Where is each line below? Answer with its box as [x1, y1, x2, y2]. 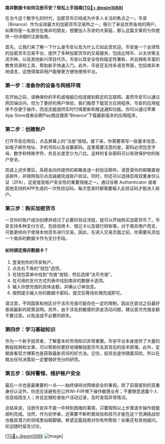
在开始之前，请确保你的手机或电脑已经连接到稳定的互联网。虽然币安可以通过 [5, 94, 160, 100]
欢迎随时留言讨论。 [5, 423, 44, 429]
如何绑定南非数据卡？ [5, 247, 48, 253]
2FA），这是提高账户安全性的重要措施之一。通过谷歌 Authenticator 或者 [13, 179, 157, 185]
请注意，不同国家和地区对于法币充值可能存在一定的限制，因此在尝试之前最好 [5, 300, 160, 306]
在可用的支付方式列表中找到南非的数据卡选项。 [12, 278, 107, 284]
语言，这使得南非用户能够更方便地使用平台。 [9, 69, 100, 74]
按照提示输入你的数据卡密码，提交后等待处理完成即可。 [12, 290, 124, 296]
